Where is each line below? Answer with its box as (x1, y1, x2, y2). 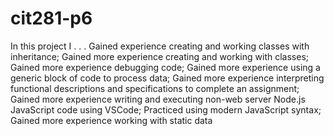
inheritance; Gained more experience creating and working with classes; (10, 50, 310, 62)
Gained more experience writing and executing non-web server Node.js (10, 93, 306, 105)
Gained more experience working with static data (10, 114, 213, 126)
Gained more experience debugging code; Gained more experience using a (10, 61, 321, 73)
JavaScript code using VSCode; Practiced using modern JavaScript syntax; (10, 103, 322, 116)
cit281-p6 (10, 7, 93, 30)
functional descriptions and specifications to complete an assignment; (10, 82, 300, 94)
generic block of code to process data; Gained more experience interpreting (10, 72, 325, 84)
